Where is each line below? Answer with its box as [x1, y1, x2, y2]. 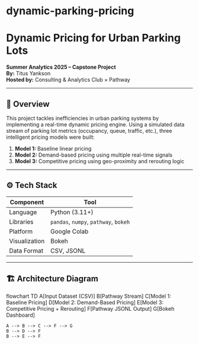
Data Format [9, 246, 44, 254]
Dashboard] [6, 311, 36, 318]
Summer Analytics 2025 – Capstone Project [6, 63, 117, 71]
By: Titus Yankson [6, 70, 51, 77]
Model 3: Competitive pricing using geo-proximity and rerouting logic [14, 157, 185, 164]
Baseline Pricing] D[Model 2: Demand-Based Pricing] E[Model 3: [6, 298, 164, 306]
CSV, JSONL [50, 246, 86, 254]
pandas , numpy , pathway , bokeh [50, 218, 130, 226]
